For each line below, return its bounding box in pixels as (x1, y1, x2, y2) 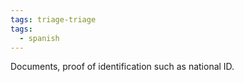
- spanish (19, 33, 60, 43)
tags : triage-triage (10, 14, 97, 25)
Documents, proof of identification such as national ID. (10, 61, 235, 73)
